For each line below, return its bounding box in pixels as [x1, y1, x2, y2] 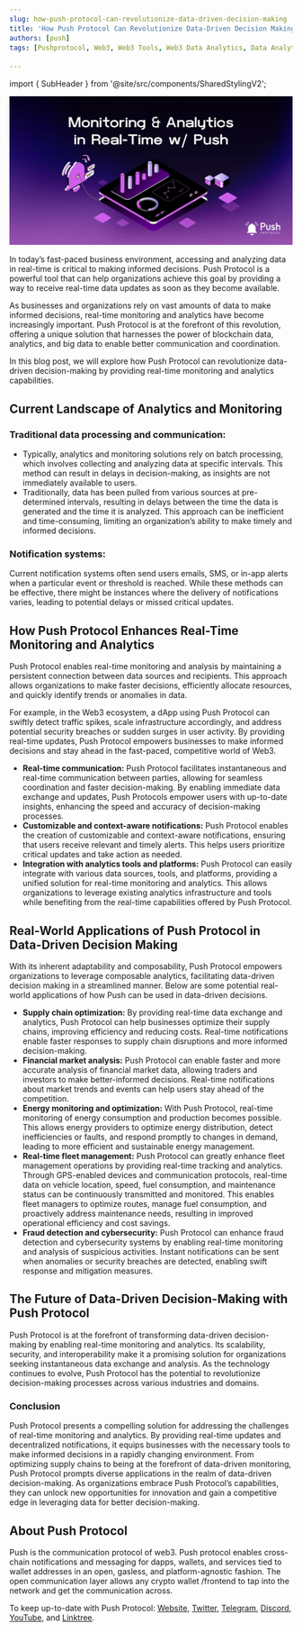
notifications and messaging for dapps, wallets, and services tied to [31, 1556, 282, 1567]
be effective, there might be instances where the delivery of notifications [9, 587, 279, 598]
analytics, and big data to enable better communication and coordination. [9, 339, 280, 349]
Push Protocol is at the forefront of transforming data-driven [9, 1329, 233, 1340]
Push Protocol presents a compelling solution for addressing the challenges [9, 1420, 289, 1431]
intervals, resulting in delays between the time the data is [67, 496, 279, 508]
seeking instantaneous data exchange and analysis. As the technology [9, 1358, 271, 1369]
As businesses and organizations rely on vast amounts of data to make [9, 300, 271, 311]
